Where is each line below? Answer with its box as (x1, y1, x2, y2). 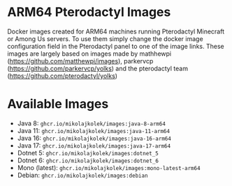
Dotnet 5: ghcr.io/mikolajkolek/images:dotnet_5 (17, 148, 159, 157)
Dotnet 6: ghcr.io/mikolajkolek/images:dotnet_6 (17, 156, 159, 164)
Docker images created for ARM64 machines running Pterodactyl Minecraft (7, 27, 225, 36)
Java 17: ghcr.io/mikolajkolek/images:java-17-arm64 (17, 141, 171, 150)
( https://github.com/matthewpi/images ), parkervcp (7, 56, 154, 65)
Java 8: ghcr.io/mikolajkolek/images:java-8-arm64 (17, 119, 166, 127)
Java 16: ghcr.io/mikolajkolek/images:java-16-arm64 (17, 134, 171, 142)
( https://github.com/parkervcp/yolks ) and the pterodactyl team (7, 64, 189, 72)
